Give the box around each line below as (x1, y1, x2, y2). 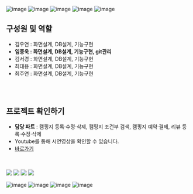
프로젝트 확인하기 (6, 106, 65, 117)
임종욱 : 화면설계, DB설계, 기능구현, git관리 (14, 47, 112, 55)
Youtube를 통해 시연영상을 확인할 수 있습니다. (14, 138, 119, 145)
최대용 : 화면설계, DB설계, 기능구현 (14, 62, 94, 70)
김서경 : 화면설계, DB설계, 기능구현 (14, 55, 94, 62)
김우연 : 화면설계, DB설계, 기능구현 (14, 40, 94, 47)
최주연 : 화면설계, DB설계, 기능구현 (14, 70, 94, 77)
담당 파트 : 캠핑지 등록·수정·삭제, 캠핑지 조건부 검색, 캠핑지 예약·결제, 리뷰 (14, 123, 181, 130)
